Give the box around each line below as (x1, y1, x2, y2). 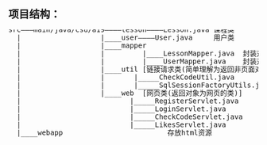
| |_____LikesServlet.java (16, 120, 226, 129)
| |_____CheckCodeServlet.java (16, 112, 244, 121)
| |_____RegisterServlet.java (16, 96, 239, 105)
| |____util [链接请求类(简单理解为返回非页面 (16, 64, 256, 74)
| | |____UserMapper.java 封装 (16, 56, 257, 66)
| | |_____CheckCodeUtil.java (16, 72, 235, 82)
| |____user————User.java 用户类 (16, 32, 235, 42)
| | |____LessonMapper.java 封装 (16, 48, 257, 58)
